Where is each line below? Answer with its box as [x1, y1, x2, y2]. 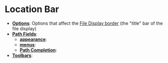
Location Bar [5, 4, 59, 15]
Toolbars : [12, 52, 33, 58]
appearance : [19, 36, 47, 42]
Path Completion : [19, 47, 57, 53]
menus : [19, 41, 36, 47]
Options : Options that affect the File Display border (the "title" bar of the [12, 20, 163, 26]
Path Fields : [12, 31, 37, 37]
